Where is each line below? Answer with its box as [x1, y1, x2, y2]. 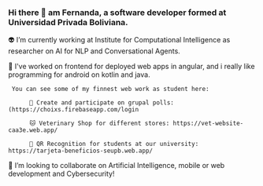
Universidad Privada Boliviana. [8, 16, 128, 27]
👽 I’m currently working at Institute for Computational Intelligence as [8, 35, 231, 45]
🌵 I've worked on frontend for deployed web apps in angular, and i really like [8, 62, 255, 71]
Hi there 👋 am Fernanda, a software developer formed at [8, 7, 227, 18]
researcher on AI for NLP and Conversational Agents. [8, 46, 181, 56]
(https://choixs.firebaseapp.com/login [8, 106, 139, 114]
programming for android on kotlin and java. [8, 70, 151, 79]
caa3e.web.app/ [8, 126, 58, 134]
